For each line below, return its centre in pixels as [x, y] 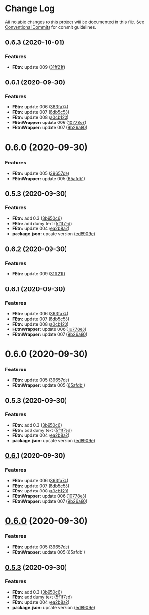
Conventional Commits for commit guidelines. [50, 27]
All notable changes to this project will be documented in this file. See [75, 22]
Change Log [30, 9]
